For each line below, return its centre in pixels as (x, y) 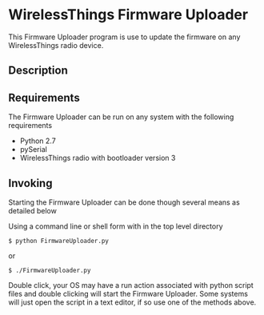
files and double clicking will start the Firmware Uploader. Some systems (128, 293)
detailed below (33, 210)
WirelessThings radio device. (56, 45)
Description (38, 71)
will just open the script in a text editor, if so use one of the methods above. (132, 302)
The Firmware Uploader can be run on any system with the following (121, 117)
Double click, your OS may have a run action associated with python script (131, 285)
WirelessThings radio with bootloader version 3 (98, 158)
